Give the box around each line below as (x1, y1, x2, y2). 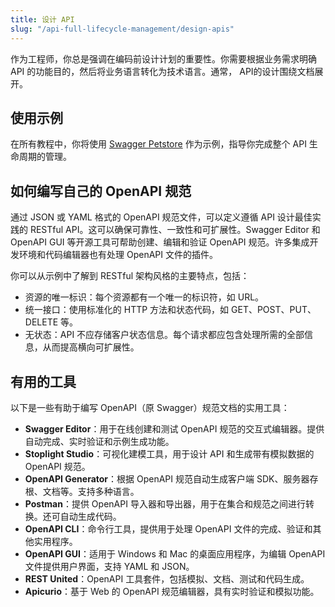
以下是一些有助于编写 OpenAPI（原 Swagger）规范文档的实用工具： (10, 401, 290, 413)
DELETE (24, 316, 59, 328)
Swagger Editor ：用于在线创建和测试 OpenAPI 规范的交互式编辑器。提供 (24, 422, 325, 435)
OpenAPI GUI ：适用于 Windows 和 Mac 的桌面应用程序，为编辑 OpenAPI (24, 547, 326, 560)
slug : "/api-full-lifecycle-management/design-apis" (10, 24, 235, 34)
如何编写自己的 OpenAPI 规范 (10, 182, 192, 200)
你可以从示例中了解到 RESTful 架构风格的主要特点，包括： (10, 270, 250, 282)
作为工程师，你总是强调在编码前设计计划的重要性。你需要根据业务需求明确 (10, 52, 317, 65)
